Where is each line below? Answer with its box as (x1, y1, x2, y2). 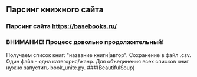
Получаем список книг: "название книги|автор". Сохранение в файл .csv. (6, 51, 192, 58)
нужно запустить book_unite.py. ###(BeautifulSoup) (6, 64, 135, 71)
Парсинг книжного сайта (6, 5, 104, 15)
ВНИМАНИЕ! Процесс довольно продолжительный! (6, 38, 164, 46)
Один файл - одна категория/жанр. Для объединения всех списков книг (6, 58, 189, 65)
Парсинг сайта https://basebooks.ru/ (6, 22, 117, 31)
